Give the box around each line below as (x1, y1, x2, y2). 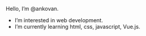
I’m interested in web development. (14, 17, 103, 23)
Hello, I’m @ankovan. (5, 5, 59, 12)
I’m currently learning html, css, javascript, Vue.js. (14, 23, 141, 30)
